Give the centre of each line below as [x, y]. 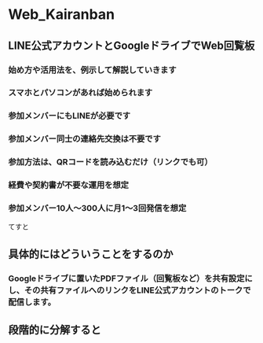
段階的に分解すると [55, 330]
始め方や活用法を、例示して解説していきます [92, 70]
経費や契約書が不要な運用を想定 [69, 185]
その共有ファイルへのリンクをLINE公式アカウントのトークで [137, 290]
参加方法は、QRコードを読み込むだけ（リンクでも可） [111, 162]
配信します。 [32, 302]
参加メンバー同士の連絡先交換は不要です [84, 139]
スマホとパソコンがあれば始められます [80, 93]
